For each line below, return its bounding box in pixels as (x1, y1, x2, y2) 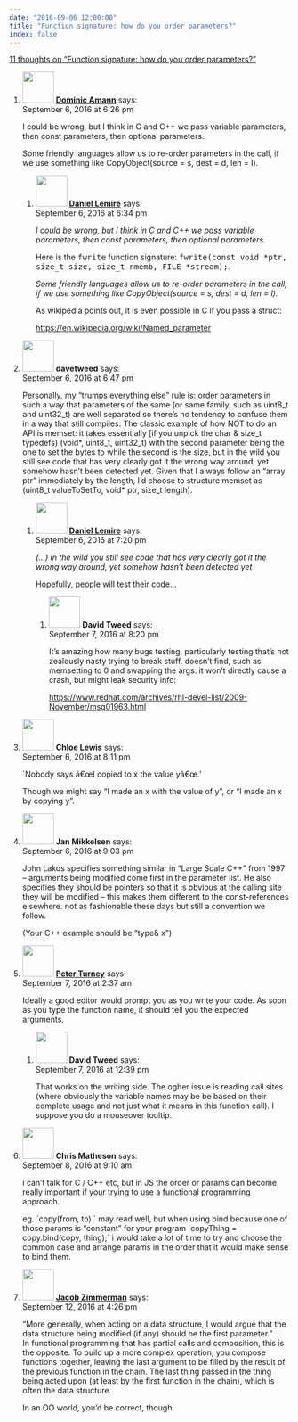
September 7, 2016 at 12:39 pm (35, 1064, 149, 1075)
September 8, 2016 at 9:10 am (21, 1160, 133, 1171)
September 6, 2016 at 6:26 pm (21, 104, 134, 115)
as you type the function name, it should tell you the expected (21, 1005, 249, 1015)
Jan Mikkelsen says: (55, 836, 133, 847)
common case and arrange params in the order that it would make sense (21, 1242, 289, 1253)
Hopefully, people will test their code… (35, 579, 177, 589)
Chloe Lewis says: (55, 742, 124, 753)
